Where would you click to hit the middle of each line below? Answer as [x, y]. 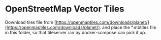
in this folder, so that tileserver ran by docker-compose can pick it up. [76, 32]
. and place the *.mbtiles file [128, 27]
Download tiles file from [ [31, 22]
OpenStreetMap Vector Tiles [65, 9]
